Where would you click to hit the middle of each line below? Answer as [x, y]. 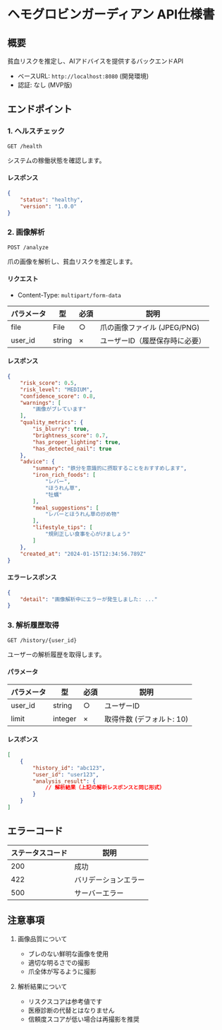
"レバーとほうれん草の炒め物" [82, 514]
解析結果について [42, 986]
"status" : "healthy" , [51, 200]
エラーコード [35, 831]
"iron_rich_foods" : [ [64, 475]
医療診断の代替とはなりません [71, 1010]
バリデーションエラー [110, 880]
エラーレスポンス [32, 577]
